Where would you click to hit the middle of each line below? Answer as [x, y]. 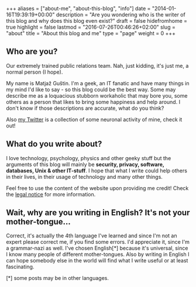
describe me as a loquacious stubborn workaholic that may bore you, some [97, 95]
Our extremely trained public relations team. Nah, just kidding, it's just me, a [97, 65]
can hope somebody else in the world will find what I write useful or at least [97, 261]
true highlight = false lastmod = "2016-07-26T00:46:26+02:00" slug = [91, 27]
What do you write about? [54, 144]
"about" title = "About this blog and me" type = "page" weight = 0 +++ [91, 33]
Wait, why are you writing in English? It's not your [98, 213]
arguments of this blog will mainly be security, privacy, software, [85, 164]
